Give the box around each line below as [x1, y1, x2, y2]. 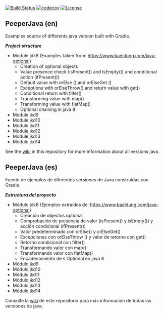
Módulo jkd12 [12, 277, 40, 283]
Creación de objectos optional [20, 212, 83, 218]
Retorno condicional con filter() [20, 239, 85, 245]
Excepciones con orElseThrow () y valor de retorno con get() [20, 233, 146, 240]
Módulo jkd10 [12, 266, 41, 272]
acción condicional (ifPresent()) [20, 223, 86, 229]
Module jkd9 [12, 111, 39, 117]
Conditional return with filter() [20, 90, 82, 96]
